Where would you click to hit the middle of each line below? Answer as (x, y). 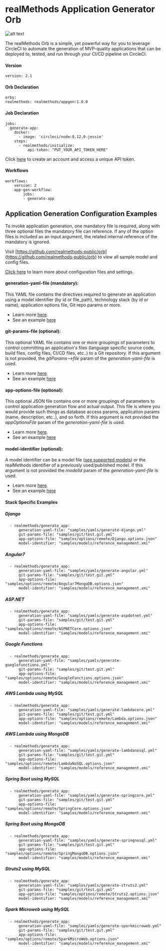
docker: (22, 132)
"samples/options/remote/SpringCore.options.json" (59, 808)
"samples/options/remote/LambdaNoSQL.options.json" (60, 763)
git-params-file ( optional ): (33, 331)
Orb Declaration (22, 87)
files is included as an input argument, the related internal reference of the (82, 236)
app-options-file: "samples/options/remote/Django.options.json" (87, 539)
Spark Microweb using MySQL (37, 910)
